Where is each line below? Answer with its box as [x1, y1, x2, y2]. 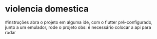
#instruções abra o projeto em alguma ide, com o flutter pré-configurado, [5, 19, 153, 25]
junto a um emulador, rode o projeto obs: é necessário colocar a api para [5, 24, 151, 30]
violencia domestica [5, 3, 89, 14]
